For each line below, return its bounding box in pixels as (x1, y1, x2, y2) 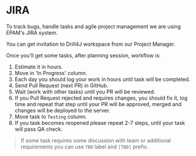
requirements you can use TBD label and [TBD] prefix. (20, 143, 149, 150)
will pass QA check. (14, 126, 63, 133)
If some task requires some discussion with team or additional (20, 137, 171, 144)
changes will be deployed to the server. (14, 107, 111, 114)
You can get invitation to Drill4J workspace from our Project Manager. (6, 40, 175, 48)
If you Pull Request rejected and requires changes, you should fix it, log (14, 94, 188, 101)
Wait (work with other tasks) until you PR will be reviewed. (14, 88, 155, 95)
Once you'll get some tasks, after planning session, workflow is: (6, 52, 161, 59)
